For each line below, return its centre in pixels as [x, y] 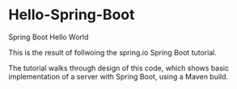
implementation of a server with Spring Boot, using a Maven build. [118, 76]
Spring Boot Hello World [49, 37]
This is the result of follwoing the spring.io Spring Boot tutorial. [112, 52]
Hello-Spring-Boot [72, 15]
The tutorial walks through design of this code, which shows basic [118, 68]
